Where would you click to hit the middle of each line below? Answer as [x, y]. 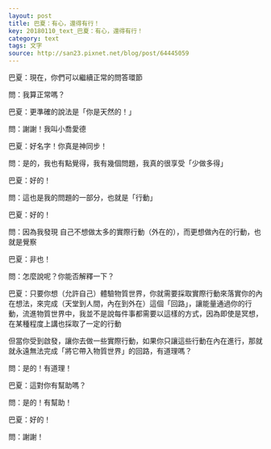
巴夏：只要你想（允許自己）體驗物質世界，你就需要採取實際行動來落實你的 [132, 293]
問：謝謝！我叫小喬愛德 [47, 129]
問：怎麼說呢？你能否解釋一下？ [61, 276]
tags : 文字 [25, 46]
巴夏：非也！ [29, 259]
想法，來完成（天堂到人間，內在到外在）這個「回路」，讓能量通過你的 [130, 303]
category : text [34, 38]
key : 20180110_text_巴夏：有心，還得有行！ [76, 31]
